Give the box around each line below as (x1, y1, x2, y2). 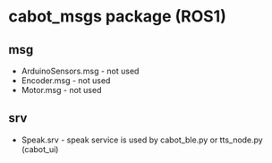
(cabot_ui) (21, 143, 59, 154)
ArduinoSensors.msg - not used (21, 65, 140, 76)
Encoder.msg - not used (21, 75, 111, 86)
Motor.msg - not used (21, 85, 102, 95)
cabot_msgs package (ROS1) (8, 6, 227, 27)
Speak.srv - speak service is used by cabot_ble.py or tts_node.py (21, 134, 263, 145)
